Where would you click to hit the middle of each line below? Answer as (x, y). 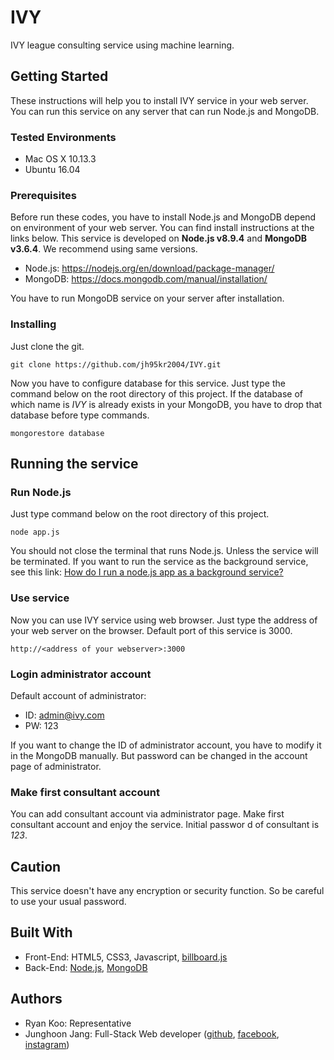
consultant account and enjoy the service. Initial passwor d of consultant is (165, 825)
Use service (40, 598)
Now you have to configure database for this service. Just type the (148, 383)
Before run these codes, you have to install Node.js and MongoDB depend (163, 217)
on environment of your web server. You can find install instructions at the (162, 228)
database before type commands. (80, 415)
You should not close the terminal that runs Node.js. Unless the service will (164, 551)
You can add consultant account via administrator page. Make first (147, 814)
